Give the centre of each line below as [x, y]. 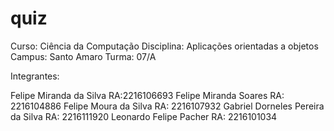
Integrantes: [35, 76]
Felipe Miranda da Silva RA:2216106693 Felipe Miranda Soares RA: [147, 95]
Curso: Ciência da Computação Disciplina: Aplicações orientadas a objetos [164, 46]
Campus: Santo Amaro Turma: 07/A [83, 56]
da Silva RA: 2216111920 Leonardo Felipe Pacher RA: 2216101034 [144, 116]
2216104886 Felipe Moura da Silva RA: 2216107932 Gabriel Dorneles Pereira [167, 106]
